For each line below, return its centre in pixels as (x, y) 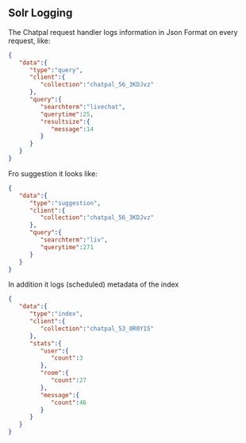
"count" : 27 (69, 380)
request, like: (29, 40)
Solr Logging (40, 13)
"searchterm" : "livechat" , (83, 106)
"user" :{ (54, 351)
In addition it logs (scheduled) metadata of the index (94, 284)
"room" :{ (54, 373)
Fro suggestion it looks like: (53, 173)
